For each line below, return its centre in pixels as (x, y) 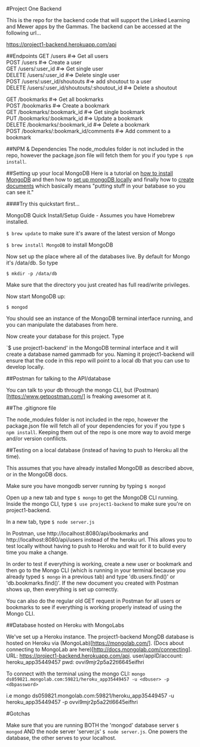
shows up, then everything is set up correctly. (62, 589)
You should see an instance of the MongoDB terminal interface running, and (99, 318)
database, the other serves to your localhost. (61, 738)
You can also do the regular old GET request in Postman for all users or (93, 601)
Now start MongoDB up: (36, 296)
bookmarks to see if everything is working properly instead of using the (94, 607)
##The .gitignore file (31, 408)
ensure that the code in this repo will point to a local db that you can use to (98, 360)
